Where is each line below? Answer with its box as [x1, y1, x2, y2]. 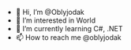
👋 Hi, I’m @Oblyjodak [15, 8, 85, 16]
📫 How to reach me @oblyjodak [15, 33, 122, 42]
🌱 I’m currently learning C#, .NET [15, 24, 123, 33]
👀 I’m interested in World [15, 16, 96, 25]
